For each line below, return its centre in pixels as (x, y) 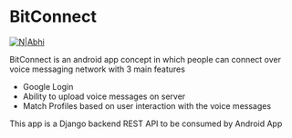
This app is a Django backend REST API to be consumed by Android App (146, 123)
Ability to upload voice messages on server (104, 96)
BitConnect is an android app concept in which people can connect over (145, 59)
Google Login (48, 86)
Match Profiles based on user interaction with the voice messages (147, 105)
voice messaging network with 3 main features (97, 69)
